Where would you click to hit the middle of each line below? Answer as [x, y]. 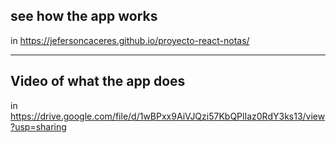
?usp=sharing [38, 126]
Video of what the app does [98, 81]
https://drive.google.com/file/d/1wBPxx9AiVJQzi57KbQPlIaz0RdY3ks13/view [168, 116]
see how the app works [84, 16]
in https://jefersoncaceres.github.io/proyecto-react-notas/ [130, 40]
